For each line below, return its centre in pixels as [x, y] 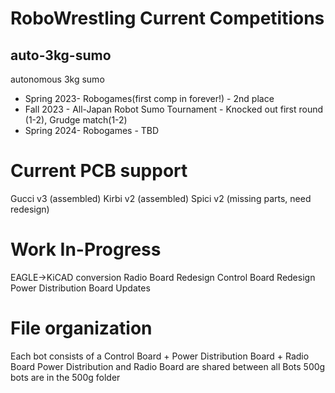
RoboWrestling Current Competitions [167, 18]
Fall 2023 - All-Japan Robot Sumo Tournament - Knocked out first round [174, 109]
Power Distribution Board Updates [80, 288]
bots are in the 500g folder [65, 377]
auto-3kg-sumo [61, 55]
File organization [81, 328]
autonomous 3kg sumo [57, 79]
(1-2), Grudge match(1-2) [76, 120]
